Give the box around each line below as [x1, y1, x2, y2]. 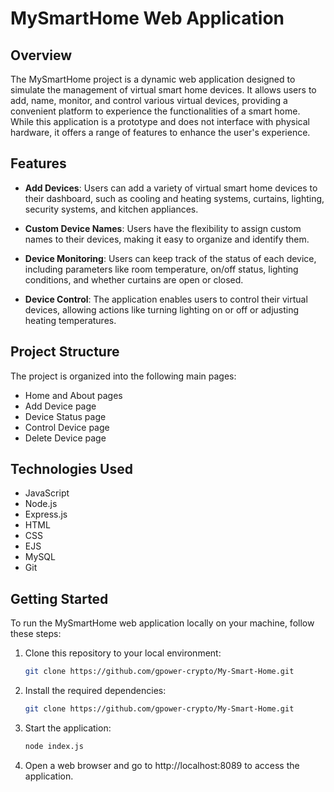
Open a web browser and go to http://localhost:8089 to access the [24, 759, 300, 771]
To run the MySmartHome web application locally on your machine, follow [10, 617, 315, 629]
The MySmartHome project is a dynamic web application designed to [10, 73, 296, 85]
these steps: [10, 628, 62, 640]
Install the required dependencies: [24, 685, 167, 697]
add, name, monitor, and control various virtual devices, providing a [10, 95, 288, 106]
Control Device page [24, 421, 110, 433]
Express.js [24, 508, 68, 521]
